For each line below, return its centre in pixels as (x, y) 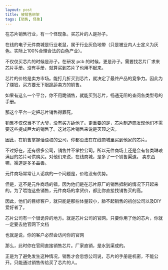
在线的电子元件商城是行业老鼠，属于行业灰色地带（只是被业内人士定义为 (79, 45)
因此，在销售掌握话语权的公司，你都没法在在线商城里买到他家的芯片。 (77, 140)
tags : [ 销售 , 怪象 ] (24, 19)
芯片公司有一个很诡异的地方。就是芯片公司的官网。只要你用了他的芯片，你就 (84, 218)
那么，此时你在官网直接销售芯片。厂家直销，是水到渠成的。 (66, 245)
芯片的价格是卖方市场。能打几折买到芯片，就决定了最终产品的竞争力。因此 (82, 79)
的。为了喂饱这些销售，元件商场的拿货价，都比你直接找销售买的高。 (75, 190)
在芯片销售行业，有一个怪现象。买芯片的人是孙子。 (58, 34)
